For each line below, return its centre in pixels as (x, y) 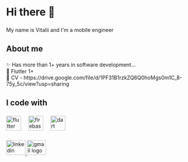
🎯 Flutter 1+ (20, 72)
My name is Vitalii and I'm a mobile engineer (60, 30)
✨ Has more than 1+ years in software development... (71, 65)
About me (25, 49)
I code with (27, 103)
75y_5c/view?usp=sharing (38, 84)
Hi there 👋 (30, 12)
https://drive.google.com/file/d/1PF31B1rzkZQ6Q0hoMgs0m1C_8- (103, 78)
